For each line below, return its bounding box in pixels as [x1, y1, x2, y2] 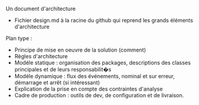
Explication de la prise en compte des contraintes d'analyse [14, 85, 163, 92]
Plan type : [5, 35, 33, 41]
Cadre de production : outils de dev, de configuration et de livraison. [14, 92, 185, 98]
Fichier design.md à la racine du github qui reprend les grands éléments [14, 17, 194, 23]
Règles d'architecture [14, 53, 68, 59]
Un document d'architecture [5, 5, 76, 12]
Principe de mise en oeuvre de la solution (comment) [14, 46, 146, 53]
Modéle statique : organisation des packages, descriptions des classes [14, 59, 191, 66]
